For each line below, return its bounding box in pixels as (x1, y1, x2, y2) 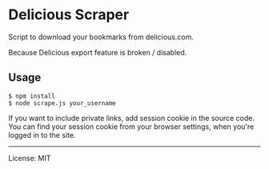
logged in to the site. (8, 130, 76, 139)
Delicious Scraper (8, 6, 130, 24)
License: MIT (8, 153, 51, 163)
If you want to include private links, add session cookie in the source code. (8, 113, 255, 123)
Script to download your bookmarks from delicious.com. (8, 32, 195, 42)
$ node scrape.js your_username (8, 99, 116, 107)
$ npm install (8, 92, 56, 100)
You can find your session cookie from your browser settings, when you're (8, 122, 255, 131)
